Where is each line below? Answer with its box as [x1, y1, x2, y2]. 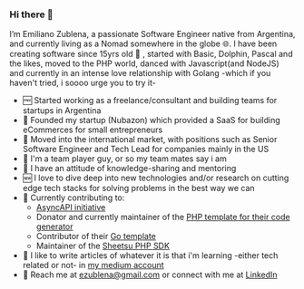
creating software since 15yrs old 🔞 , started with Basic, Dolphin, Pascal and [9, 49, 293, 60]
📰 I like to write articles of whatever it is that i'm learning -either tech [22, 250, 279, 261]
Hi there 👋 [9, 8, 54, 21]
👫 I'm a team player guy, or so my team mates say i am [22, 153, 227, 164]
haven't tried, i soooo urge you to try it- [9, 77, 156, 89]
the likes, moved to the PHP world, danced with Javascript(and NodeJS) [9, 58, 279, 69]
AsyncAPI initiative [35, 202, 106, 213]
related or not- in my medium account [22, 260, 165, 271]
